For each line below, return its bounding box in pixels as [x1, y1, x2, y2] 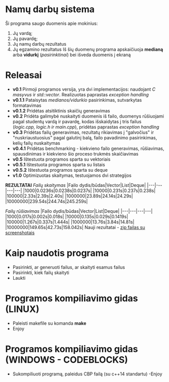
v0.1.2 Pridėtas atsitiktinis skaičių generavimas [12, 107, 110, 113]
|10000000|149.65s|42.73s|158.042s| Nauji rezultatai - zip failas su [5, 224, 145, 230]
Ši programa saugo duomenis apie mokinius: [5, 20, 98, 26]
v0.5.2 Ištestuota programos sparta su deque [12, 167, 108, 173]
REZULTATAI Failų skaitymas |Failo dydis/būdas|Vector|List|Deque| [5, 182, 146, 188]
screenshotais [5, 230, 35, 236]
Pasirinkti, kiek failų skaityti [12, 270, 69, 276]
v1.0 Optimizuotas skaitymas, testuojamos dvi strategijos [12, 172, 132, 178]
